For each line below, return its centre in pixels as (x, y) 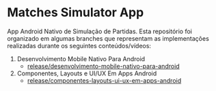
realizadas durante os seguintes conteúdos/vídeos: (79, 45)
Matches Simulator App (76, 13)
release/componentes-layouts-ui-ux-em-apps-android (104, 80)
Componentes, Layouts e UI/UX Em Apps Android (87, 73)
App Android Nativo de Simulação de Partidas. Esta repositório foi (100, 31)
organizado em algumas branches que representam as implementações (108, 38)
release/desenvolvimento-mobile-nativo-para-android (103, 66)
